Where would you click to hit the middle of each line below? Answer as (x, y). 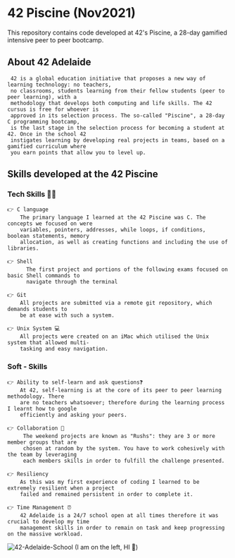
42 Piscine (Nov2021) (71, 13)
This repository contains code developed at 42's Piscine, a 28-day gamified (117, 32)
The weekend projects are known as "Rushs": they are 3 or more (119, 436)
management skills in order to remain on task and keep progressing (122, 528)
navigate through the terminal (72, 282)
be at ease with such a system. (67, 315)
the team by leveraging (42, 454)
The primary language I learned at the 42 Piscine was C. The (113, 218)
